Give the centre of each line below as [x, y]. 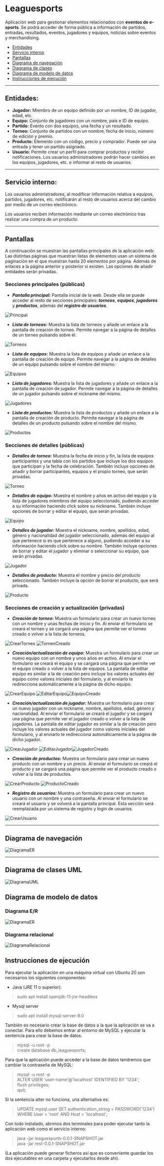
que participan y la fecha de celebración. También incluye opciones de [83, 466]
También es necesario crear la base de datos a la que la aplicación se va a [80, 1025]
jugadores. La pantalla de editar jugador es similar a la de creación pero [84, 724]
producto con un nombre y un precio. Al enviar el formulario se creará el [85, 764]
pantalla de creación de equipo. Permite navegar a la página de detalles [84, 359]
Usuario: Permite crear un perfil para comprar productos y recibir [78, 152]
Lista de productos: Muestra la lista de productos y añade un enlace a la [85, 412]
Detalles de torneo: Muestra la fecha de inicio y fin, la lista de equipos [83, 455]
